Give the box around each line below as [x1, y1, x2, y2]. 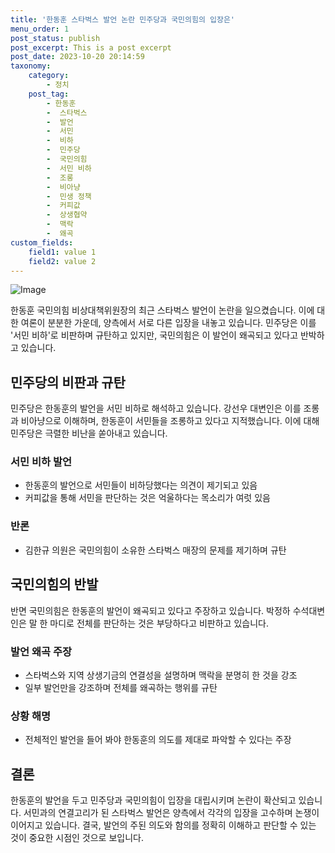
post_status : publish [10, 33, 101, 43]
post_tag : [28, 89, 70, 99]
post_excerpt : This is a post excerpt [10, 42, 172, 53]
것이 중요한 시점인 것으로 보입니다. [10, 832, 144, 843]
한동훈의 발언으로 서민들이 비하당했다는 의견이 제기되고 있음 [24, 479, 258, 491]
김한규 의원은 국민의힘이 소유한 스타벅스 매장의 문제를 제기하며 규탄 [24, 544, 287, 556]
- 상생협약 [46, 210, 88, 220]
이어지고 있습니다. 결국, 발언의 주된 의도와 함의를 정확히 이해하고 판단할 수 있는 [10, 819, 317, 831]
